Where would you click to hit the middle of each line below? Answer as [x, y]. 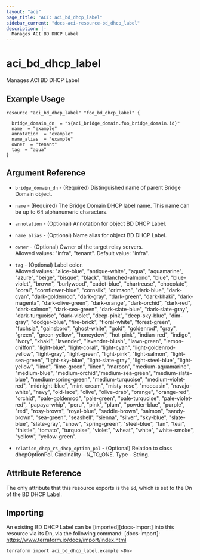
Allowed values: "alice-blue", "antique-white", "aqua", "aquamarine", [99, 271]
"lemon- [174, 341]
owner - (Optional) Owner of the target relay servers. [79, 247]
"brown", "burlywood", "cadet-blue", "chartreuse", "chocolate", [110, 284]
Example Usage [36, 99]
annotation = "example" [42, 134]
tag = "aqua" [29, 149]
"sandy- [176, 411]
